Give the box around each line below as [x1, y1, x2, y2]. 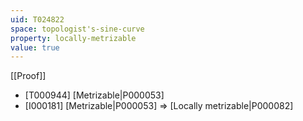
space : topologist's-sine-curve [10, 24, 145, 34]
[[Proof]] [10, 70, 47, 82]
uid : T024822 [10, 14, 65, 25]
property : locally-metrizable [10, 33, 137, 43]
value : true [10, 42, 60, 53]
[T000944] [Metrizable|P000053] [24, 89, 165, 101]
